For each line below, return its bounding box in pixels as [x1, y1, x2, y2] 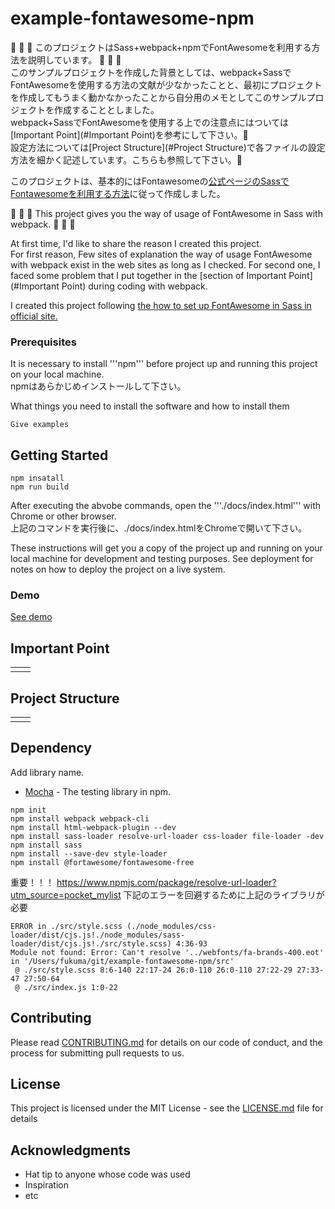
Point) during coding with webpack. [61, 280, 208, 292]
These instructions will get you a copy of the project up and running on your [10, 542, 323, 554]
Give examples [10, 420, 70, 430]
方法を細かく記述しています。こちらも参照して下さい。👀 [10, 153, 243, 166]
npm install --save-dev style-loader [10, 848, 168, 859]
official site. [10, 310, 58, 322]
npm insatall [10, 473, 65, 484]
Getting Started [10, 447, 109, 464]
